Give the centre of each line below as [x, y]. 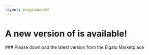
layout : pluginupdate [27, 9]
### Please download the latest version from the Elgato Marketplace [74, 47]
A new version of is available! [66, 33]
